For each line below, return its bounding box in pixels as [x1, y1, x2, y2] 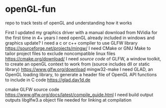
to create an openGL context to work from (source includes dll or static [5, 61, 150, 67]
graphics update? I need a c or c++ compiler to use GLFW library [5, 40, 138, 46]
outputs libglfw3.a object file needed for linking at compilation [5, 97, 132, 103]
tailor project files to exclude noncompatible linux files [5, 51, 115, 56]
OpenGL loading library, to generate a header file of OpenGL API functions [5, 71, 157, 77]
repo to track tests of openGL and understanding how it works [5, 20, 132, 26]
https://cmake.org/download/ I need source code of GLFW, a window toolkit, [5, 55, 161, 61]
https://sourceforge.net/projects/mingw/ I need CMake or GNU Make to [5, 45, 151, 51]
